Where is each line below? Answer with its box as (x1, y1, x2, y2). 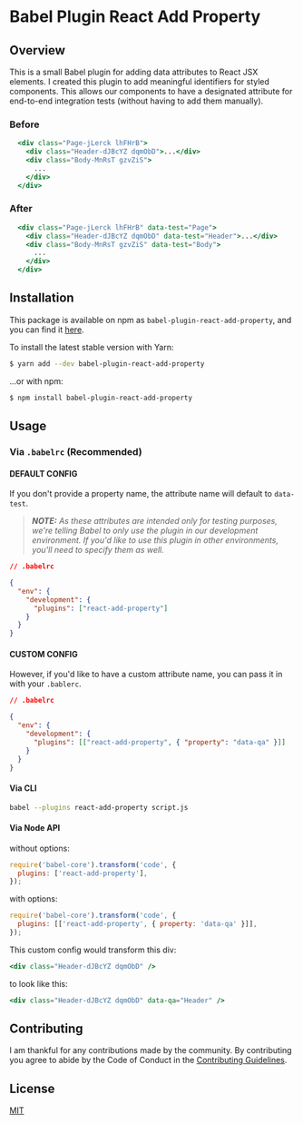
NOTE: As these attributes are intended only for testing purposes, (31, 516, 279, 527)
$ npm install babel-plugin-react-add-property (9, 393, 193, 402)
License (9, 1080, 55, 1096)
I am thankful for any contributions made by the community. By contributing (9, 1045, 292, 1056)
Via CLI (9, 783, 37, 794)
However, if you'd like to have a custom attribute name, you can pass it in (9, 669, 283, 680)
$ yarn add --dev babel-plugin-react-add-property (9, 359, 205, 369)
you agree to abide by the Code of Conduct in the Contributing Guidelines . (9, 1055, 288, 1066)
